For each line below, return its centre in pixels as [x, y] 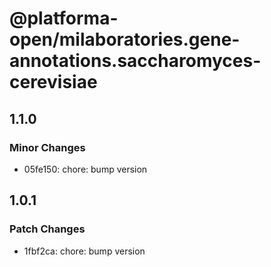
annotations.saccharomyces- [135, 61]
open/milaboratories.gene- [125, 39]
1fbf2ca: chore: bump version [84, 251]
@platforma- [64, 18]
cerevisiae [53, 82]
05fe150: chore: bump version [85, 169]
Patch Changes [47, 229]
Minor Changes [47, 147]
